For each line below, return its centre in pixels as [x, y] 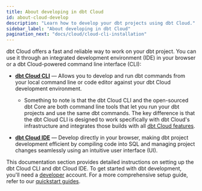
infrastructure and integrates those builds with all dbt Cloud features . [110, 126]
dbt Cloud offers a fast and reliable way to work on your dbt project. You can [101, 51]
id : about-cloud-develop [37, 17]
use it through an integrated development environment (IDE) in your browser [101, 58]
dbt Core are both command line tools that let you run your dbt [102, 107]
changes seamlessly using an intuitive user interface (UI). [86, 151]
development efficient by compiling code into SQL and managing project [105, 144]
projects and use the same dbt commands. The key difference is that [109, 113]
